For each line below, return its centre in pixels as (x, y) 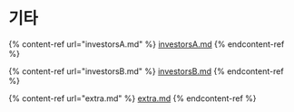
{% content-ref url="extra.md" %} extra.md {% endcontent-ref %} (132, 98)
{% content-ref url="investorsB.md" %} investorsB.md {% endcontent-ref (146, 71)
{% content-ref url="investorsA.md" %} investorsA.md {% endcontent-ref (147, 44)
